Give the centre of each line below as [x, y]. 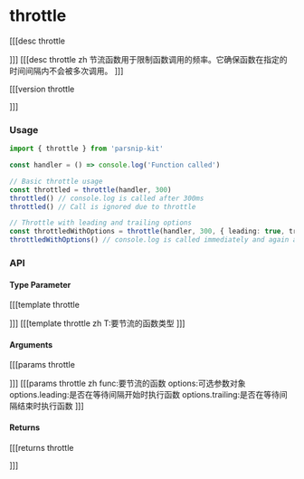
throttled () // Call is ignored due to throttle [103, 206]
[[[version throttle [42, 89]
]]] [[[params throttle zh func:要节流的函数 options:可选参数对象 [128, 383]
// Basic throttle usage [56, 181]
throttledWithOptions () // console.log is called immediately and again [149, 240]
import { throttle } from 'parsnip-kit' [87, 149]
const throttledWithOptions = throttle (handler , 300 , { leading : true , [147, 232]
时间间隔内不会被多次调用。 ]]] [66, 71]
